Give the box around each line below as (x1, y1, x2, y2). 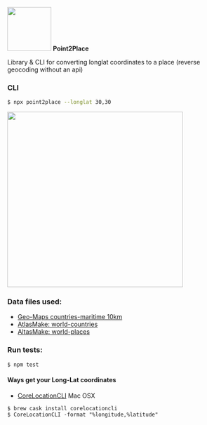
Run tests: (7, 345, 44, 355)
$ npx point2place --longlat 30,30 (7, 99, 112, 106)
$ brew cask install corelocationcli (7, 405, 118, 412)
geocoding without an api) (7, 65, 84, 74)
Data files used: (7, 297, 62, 306)
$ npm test (7, 361, 39, 368)
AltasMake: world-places (17, 328, 90, 336)
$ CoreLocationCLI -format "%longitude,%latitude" (7, 411, 159, 418)
